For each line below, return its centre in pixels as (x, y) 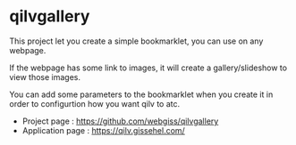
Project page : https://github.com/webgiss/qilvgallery (120, 121)
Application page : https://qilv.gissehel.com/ (103, 130)
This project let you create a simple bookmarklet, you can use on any (136, 41)
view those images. (45, 77)
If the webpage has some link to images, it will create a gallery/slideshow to (148, 68)
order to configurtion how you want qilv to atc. (95, 103)
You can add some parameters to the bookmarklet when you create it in (141, 94)
